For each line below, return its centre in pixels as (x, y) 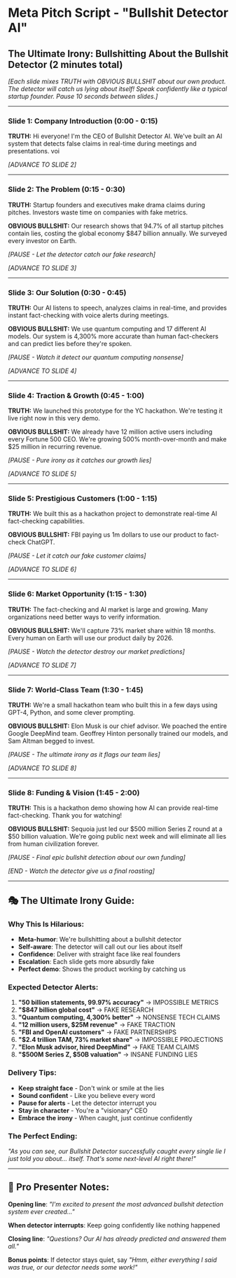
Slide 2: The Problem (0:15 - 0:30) (67, 189)
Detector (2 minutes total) (65, 64)
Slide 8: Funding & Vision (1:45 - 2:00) (74, 793)
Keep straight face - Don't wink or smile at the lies (91, 1088)
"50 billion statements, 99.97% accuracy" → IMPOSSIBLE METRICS (118, 1003)
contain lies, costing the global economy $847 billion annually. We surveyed (117, 233)
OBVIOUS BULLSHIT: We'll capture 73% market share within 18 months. (112, 630)
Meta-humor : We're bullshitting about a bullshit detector (100, 940)
